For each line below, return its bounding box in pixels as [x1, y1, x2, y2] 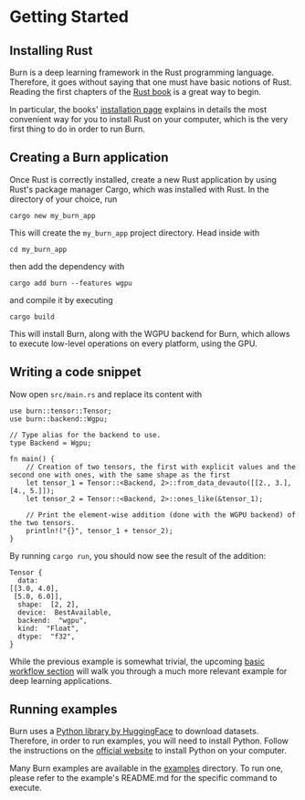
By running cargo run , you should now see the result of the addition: [9, 550, 267, 561]
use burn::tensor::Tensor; [9, 406, 112, 416]
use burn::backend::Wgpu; [9, 414, 108, 424]
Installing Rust [9, 43, 93, 58]
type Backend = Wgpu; [9, 438, 92, 447]
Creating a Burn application [9, 150, 169, 165]
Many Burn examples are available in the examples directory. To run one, [9, 763, 283, 774]
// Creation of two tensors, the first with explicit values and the [26, 462, 297, 471]
